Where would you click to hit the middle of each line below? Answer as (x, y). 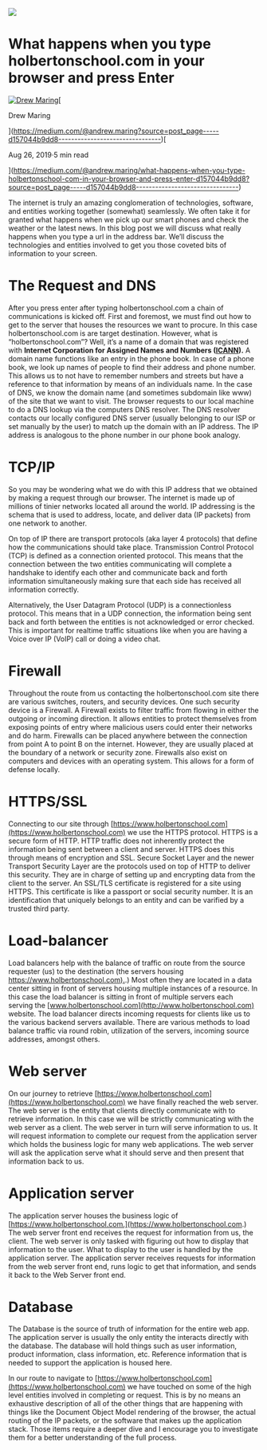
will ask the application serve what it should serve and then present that (126, 1153)
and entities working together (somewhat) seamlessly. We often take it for (130, 211)
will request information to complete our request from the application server (133, 1136)
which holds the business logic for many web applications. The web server (131, 1144)
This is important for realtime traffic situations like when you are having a (128, 630)
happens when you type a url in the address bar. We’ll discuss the (116, 236)
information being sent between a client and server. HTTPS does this (122, 849)
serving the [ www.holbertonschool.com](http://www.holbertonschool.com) (132, 1005)
